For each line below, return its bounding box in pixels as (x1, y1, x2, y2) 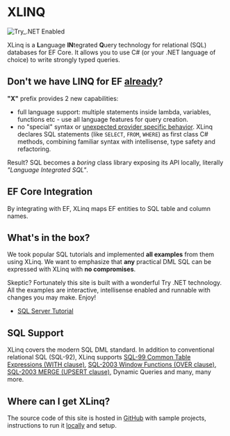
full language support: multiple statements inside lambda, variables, (17, 107, 211, 116)
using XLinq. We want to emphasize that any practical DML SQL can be (7, 258, 212, 266)
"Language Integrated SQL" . (7, 165, 89, 174)
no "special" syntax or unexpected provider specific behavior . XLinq (17, 123, 213, 131)
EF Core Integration (7, 186, 93, 198)
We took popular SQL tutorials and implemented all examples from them (7, 250, 215, 258)
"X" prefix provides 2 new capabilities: (7, 94, 119, 102)
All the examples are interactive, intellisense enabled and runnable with (7, 286, 211, 295)
